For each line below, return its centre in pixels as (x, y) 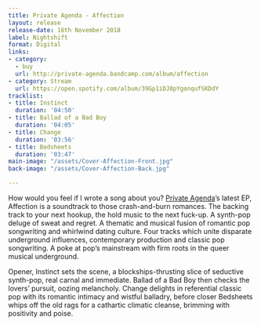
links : (19, 52)
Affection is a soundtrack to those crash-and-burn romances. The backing (129, 206)
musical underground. (44, 256)
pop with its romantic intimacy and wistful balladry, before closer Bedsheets (130, 297)
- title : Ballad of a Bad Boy (58, 118)
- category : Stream (40, 81)
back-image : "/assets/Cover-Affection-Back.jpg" (89, 169)
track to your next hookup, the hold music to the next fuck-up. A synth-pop (129, 214)
